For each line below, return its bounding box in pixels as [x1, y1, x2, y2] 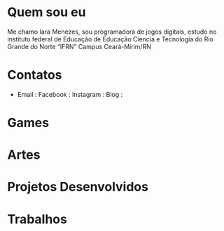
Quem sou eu [7, 4, 86, 20]
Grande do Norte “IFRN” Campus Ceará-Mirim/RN [7, 42, 152, 51]
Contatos [7, 67, 62, 83]
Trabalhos [7, 211, 68, 227]
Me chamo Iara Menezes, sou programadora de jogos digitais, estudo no [7, 27, 217, 36]
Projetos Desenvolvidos [7, 179, 149, 195]
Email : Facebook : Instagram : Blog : [17, 90, 123, 98]
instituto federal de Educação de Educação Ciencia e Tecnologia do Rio [7, 34, 213, 43]
